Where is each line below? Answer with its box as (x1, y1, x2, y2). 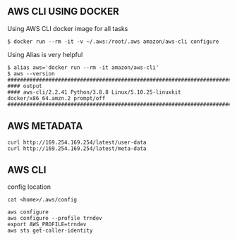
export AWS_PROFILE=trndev (7, 221, 87, 228)
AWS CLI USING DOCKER (7, 6, 120, 18)
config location (7, 183, 51, 191)
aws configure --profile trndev (7, 215, 102, 222)
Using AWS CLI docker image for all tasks (7, 24, 128, 32)
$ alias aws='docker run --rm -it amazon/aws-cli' (7, 63, 159, 71)
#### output (7, 82, 42, 89)
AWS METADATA (7, 120, 83, 132)
